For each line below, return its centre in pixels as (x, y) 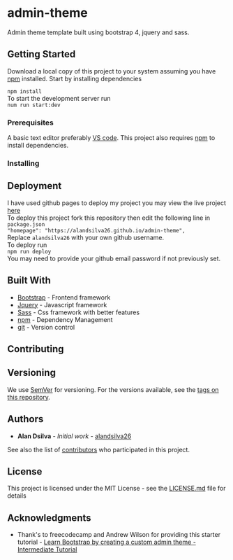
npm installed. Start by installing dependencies (74, 78)
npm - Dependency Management (65, 319)
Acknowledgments (50, 518)
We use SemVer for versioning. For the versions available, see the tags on (113, 389)
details (17, 496)
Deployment (35, 186)
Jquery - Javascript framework (62, 304)
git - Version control (46, 327)
